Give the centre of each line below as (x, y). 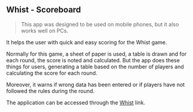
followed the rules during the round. (50, 91)
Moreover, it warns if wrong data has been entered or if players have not (96, 84)
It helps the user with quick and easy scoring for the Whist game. (87, 42)
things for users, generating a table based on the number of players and (95, 66)
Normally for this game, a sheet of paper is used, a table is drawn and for (96, 54)
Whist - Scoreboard (44, 10)
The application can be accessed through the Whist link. (76, 102)
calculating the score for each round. (52, 73)
